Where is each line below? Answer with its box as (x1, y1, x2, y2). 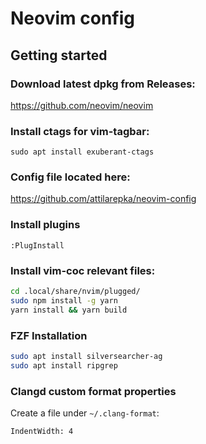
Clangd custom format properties (10, 384, 177, 398)
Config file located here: (10, 170, 131, 184)
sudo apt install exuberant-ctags (10, 147, 155, 157)
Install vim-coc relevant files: (10, 263, 156, 277)
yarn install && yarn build (10, 305, 128, 315)
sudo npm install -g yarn (10, 295, 118, 306)
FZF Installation (10, 328, 88, 342)
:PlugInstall (10, 240, 65, 251)
